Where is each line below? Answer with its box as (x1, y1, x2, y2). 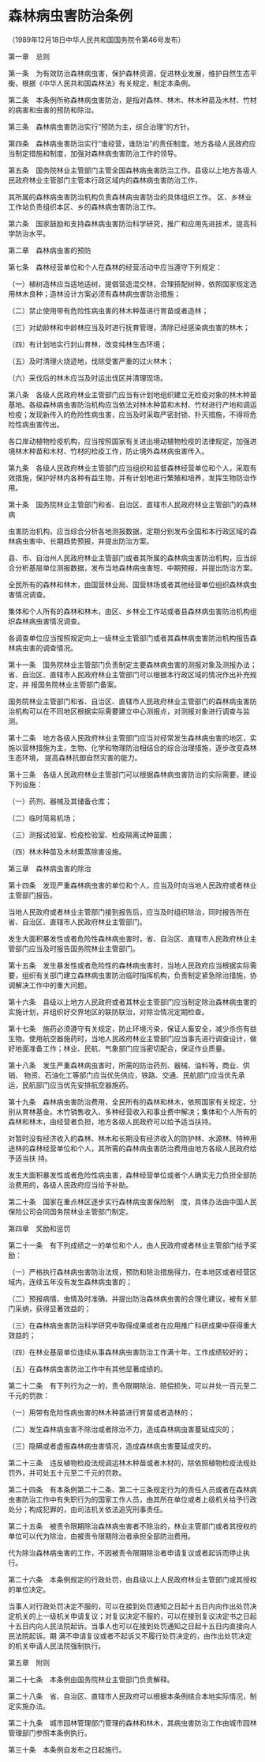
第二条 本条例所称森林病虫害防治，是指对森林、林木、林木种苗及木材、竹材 (8, 95, 257, 104)
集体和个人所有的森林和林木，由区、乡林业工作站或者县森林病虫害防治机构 (8, 606, 250, 616)
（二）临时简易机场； (8, 813, 77, 823)
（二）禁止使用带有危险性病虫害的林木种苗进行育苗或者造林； (8, 305, 209, 315)
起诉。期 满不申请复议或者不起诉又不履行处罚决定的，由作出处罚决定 (28, 1631, 252, 1640)
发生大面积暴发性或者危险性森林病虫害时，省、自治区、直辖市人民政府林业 (8, 934, 250, 943)
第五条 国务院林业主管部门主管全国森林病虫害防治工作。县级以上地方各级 (8, 165, 250, 175)
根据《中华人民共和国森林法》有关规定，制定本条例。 (21, 78, 195, 88)
